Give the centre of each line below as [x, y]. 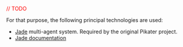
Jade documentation [40, 38]
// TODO [16, 9]
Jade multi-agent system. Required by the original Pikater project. [96, 32]
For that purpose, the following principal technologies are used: [85, 20]
